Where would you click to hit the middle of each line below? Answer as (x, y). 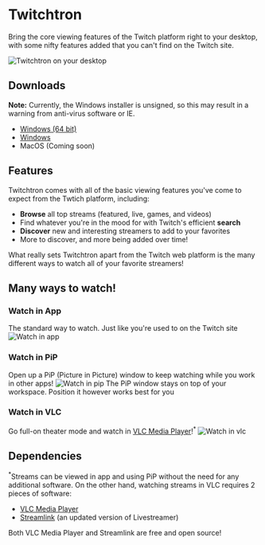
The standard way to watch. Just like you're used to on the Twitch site (123, 328)
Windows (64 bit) (48, 128)
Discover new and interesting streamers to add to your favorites (125, 231)
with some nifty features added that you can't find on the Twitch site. (121, 45)
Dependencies (45, 456)
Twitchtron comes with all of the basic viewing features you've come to (125, 190)
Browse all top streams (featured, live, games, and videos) (116, 214)
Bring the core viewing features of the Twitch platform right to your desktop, (133, 37)
